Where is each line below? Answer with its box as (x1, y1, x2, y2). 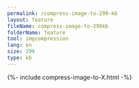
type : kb (7, 55, 32, 61)
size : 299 (7, 48, 36, 55)
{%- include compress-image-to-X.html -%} (7, 73, 132, 81)
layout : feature (7, 16, 53, 23)
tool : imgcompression (7, 35, 69, 42)
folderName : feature (7, 29, 66, 36)
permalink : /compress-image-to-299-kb (7, 10, 118, 17)
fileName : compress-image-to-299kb (7, 23, 109, 29)
